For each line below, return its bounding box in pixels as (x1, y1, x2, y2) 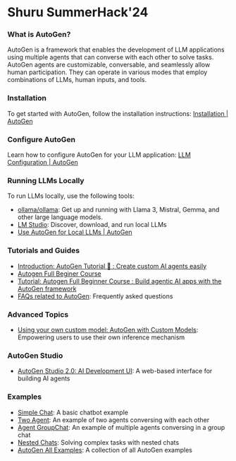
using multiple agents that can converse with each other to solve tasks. (7, 53, 214, 62)
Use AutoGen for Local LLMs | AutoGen (17, 228, 132, 237)
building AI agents (17, 374, 70, 383)
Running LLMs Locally (7, 176, 85, 185)
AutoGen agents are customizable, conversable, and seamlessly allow (7, 61, 211, 69)
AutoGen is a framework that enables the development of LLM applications (7, 45, 225, 54)
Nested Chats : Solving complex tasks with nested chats (17, 438, 180, 446)
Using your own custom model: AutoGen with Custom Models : (17, 325, 199, 334)
